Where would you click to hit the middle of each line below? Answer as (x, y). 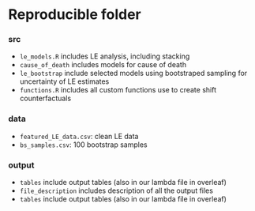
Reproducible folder (75, 15)
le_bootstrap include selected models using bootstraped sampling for (133, 73)
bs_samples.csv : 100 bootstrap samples (83, 145)
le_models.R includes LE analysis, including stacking (105, 56)
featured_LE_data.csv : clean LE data (79, 136)
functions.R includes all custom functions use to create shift (118, 90)
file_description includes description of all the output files (116, 190)
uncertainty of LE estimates (64, 81)
